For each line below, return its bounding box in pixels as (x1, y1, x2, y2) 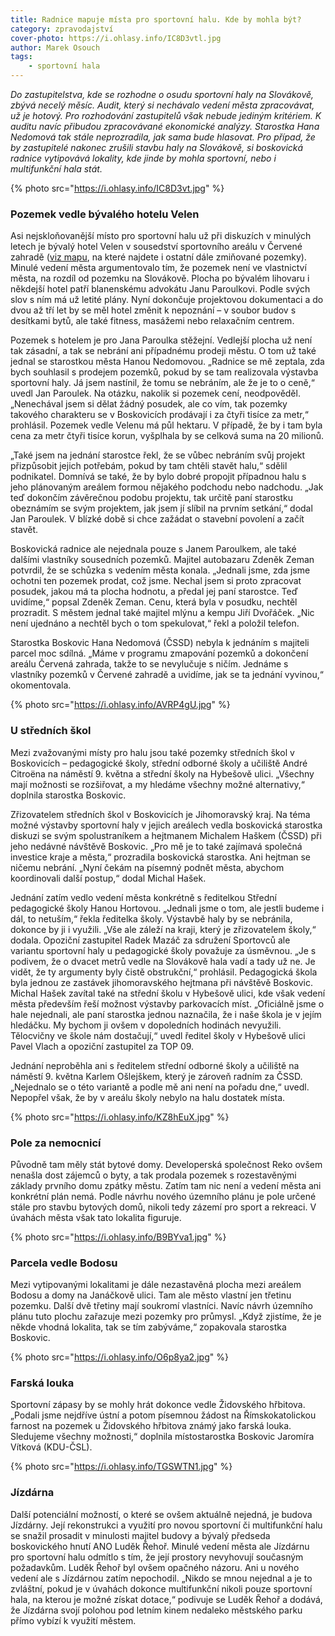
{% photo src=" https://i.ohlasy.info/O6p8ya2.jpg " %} (10, 1351, 229, 1363)
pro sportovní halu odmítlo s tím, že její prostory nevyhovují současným (10, 1551, 304, 1563)
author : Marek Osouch (10, 42, 101, 53)
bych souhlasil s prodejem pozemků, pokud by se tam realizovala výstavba (10, 366, 319, 378)
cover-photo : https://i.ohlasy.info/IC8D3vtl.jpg (10, 33, 222, 43)
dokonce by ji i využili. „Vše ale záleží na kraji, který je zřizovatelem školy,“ (10, 923, 317, 935)
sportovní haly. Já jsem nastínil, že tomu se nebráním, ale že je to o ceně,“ (10, 377, 315, 389)
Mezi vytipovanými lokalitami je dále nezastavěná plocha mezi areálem (10, 1279, 302, 1291)
